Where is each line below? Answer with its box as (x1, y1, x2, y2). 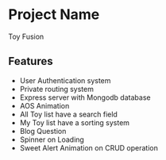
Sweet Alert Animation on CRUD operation (19, 143, 159, 152)
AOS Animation (19, 101, 70, 110)
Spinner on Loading (19, 135, 85, 144)
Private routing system (19, 84, 94, 93)
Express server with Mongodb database (19, 93, 151, 102)
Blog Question (19, 126, 67, 135)
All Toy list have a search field (19, 109, 118, 119)
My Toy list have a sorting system (19, 117, 129, 128)
